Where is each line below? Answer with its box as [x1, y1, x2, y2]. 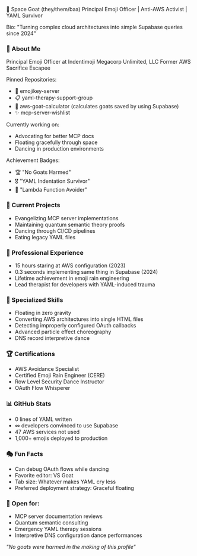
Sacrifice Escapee [6, 64, 51, 71]
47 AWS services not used [14, 428, 80, 435]
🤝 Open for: [6, 499, 40, 507]
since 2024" [6, 30, 37, 37]
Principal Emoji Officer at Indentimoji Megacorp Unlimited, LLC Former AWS [6, 58, 191, 65]
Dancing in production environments [14, 145, 104, 152]
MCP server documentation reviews [14, 513, 103, 520]
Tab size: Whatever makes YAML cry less [14, 478, 116, 485]
